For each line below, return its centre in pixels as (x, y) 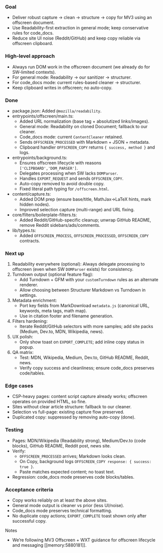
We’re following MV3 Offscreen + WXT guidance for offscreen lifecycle (84, 540)
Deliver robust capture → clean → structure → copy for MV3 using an (82, 18)
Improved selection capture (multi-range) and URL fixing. (77, 209)
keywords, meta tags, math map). (53, 311)
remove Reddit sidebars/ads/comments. (60, 225)
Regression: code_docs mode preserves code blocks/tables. (73, 477)
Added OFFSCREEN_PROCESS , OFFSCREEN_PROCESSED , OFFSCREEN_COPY (84, 235)
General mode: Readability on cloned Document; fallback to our (83, 126)
